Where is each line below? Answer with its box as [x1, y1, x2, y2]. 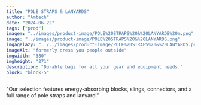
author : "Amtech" [6, 14, 50, 20]
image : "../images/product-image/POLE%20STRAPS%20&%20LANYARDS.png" [6, 36, 181, 42]
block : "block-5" [6, 69, 50, 75]
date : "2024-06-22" [6, 20, 55, 26]
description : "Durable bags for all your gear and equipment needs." [6, 63, 184, 70]
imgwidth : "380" [6, 53, 47, 59]
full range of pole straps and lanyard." [6, 92, 99, 99]
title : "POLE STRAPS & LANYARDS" [6, 8, 90, 15]
